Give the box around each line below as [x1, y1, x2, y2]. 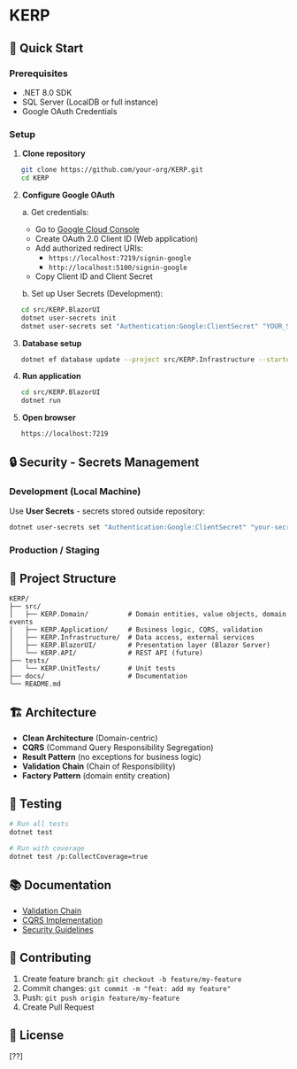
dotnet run [20, 396, 62, 406]
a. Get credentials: [21, 206, 89, 217]
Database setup [21, 337, 82, 348]
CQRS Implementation [21, 915, 103, 926]
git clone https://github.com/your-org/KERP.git [20, 166, 203, 174]
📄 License [9, 1027, 65, 1042]
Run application [21, 371, 81, 382]
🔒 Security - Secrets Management [9, 454, 200, 469]
